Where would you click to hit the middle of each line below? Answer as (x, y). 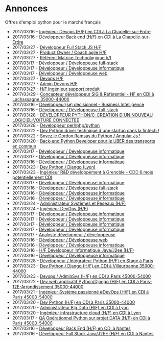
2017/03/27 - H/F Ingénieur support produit (56, 89)
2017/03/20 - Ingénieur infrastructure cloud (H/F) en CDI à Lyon (76, 313)
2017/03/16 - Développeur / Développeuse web (60, 240)
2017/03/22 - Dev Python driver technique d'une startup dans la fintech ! (85, 130)
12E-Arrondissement (33, 287)
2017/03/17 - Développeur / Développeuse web (60, 73)
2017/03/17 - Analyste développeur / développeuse (64, 234)
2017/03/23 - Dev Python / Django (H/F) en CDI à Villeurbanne (75, 266)
